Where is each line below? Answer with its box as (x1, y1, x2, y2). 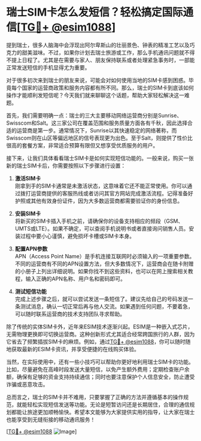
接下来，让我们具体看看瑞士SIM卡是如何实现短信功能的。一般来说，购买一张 (6, 154, 194, 162)
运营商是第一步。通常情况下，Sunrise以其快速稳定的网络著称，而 (16, 126, 177, 134)
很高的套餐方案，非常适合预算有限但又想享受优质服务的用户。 (6, 141, 159, 149)
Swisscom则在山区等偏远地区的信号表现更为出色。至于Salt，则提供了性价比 (6, 134, 193, 141)
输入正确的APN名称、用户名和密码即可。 (25, 275, 126, 282)
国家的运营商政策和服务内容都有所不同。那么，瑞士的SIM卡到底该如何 (22, 84, 194, 91)
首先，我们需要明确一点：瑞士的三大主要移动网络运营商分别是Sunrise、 (6, 111, 182, 119)
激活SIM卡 (14, 174, 41, 182)
